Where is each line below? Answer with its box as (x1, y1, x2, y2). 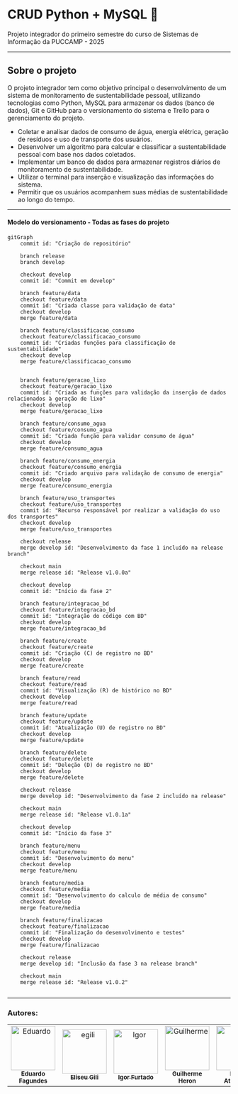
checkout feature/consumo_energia (20, 463, 122, 470)
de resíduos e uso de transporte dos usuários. (17, 135, 152, 143)
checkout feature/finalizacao (20, 922, 110, 930)
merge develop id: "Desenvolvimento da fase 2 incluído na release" (20, 792, 227, 800)
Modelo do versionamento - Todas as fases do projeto (7, 218, 170, 226)
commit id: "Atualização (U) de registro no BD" (20, 724, 166, 731)
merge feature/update (20, 736, 84, 744)
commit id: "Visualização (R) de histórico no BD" (20, 687, 173, 694)
